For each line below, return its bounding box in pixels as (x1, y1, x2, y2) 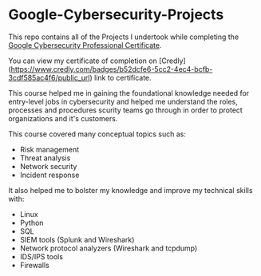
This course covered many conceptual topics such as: (8, 129, 186, 139)
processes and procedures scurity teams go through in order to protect (8, 105, 243, 115)
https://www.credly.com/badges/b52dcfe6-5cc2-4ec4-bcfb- (10, 64, 213, 73)
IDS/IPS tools (19, 251, 64, 261)
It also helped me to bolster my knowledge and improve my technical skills (8, 185, 253, 195)
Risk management (19, 144, 80, 154)
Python (19, 218, 44, 227)
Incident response (19, 170, 80, 179)
